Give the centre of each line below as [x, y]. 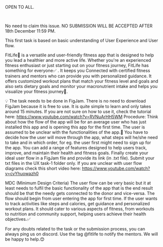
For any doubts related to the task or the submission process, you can [75, 229]
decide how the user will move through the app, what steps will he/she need [81, 137]
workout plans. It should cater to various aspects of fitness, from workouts [80, 209]
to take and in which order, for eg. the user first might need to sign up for [78, 142]
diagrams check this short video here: [43, 168]
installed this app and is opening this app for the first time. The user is [75, 127]
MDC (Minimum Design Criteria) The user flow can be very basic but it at [78, 183]
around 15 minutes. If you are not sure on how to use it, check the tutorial [78, 112]
